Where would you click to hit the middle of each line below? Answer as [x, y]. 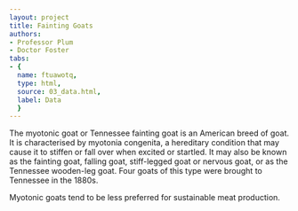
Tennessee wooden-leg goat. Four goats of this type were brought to [136, 171]
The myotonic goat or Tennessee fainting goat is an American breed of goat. [149, 133]
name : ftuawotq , [47, 75]
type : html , [40, 83]
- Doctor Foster [39, 51]
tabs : [19, 59]
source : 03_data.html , [59, 91]
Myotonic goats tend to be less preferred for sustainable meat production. [145, 198]
